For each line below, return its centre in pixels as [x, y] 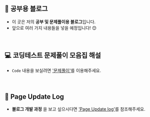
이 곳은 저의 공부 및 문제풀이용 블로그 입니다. [54, 22]
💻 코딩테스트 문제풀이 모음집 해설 [53, 56]
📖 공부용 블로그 [26, 9]
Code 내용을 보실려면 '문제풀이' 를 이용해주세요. [56, 70]
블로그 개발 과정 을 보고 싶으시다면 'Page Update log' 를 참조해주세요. [78, 109]
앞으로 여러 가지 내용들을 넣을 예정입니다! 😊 [54, 28]
